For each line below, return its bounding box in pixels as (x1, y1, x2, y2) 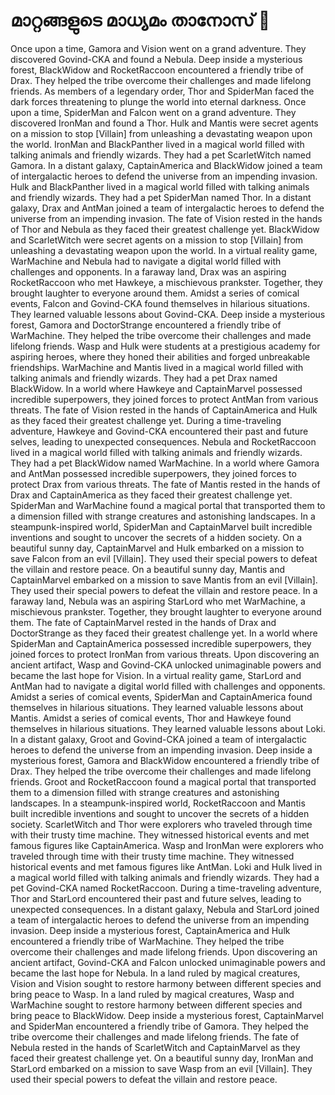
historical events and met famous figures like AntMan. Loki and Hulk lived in (10, 860, 323, 873)
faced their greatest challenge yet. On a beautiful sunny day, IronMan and (10, 1052, 314, 1064)
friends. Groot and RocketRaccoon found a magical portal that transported (10, 775, 317, 788)
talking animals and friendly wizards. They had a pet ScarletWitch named (10, 149, 312, 161)
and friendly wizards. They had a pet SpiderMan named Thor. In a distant (10, 191, 312, 203)
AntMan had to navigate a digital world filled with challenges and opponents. (10, 680, 326, 692)
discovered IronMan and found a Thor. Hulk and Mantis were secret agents (10, 117, 319, 129)
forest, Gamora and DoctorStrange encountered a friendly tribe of (10, 319, 282, 331)
